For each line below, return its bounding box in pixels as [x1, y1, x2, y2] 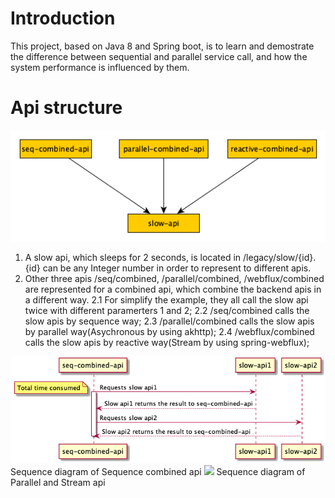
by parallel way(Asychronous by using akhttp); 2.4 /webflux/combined [24, 326, 315, 338]
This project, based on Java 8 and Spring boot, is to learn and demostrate [10, 40, 315, 52]
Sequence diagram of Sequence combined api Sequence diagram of [10, 466, 306, 478]
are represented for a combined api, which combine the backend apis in [24, 283, 322, 296]
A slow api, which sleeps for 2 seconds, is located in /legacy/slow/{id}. [24, 252, 317, 264]
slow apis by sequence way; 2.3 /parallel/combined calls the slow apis [24, 315, 315, 327]
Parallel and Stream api [10, 477, 106, 489]
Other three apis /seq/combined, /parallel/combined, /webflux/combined [24, 273, 325, 285]
